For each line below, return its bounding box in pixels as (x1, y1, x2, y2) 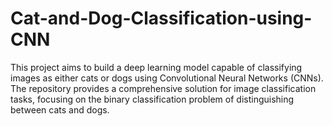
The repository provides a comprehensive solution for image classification (10, 82, 317, 94)
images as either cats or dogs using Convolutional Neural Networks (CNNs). (10, 72, 324, 84)
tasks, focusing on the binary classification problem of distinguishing (10, 93, 295, 105)
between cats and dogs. (10, 103, 110, 116)
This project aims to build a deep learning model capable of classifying (10, 61, 303, 73)
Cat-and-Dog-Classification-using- (10, 7, 313, 30)
